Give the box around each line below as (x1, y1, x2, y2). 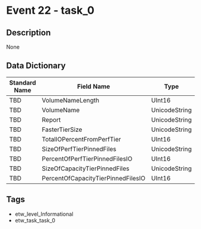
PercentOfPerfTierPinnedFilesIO (41, 154, 133, 162)
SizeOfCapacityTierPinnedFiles (41, 164, 130, 173)
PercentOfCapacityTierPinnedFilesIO (41, 174, 145, 182)
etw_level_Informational (14, 210, 74, 218)
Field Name (77, 82, 111, 91)
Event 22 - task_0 (6, 4, 95, 17)
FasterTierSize (41, 125, 83, 134)
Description (6, 28, 51, 38)
